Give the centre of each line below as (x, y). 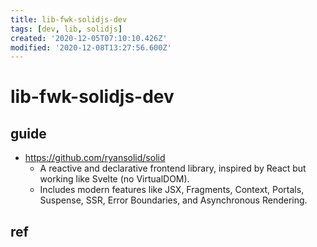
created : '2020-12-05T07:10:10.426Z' (89, 38)
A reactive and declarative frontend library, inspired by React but (173, 168)
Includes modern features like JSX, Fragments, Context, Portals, (172, 190)
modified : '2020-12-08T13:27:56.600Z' (91, 47)
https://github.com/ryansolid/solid (95, 158)
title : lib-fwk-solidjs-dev (69, 19)
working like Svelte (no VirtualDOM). (114, 179)
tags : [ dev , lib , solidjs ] (66, 29)
